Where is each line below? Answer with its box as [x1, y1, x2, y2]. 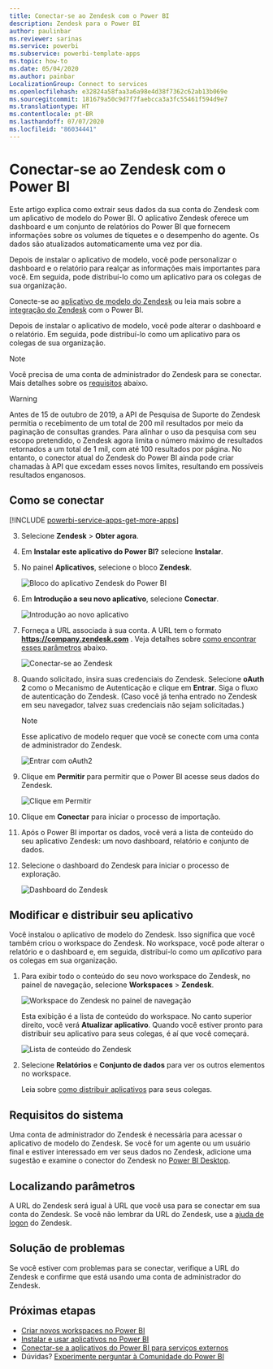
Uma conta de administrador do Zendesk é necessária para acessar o [9, 1130, 243, 1140]
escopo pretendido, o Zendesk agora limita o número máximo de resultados [9, 435, 263, 445]
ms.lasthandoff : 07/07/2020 [9, 118, 105, 126]
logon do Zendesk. [9, 1218, 72, 1228]
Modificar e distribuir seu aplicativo [9, 908, 193, 922]
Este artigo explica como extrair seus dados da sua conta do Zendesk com [9, 204, 259, 214]
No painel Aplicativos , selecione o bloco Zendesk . [20, 562, 193, 572]
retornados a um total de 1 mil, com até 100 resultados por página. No [9, 444, 242, 453]
